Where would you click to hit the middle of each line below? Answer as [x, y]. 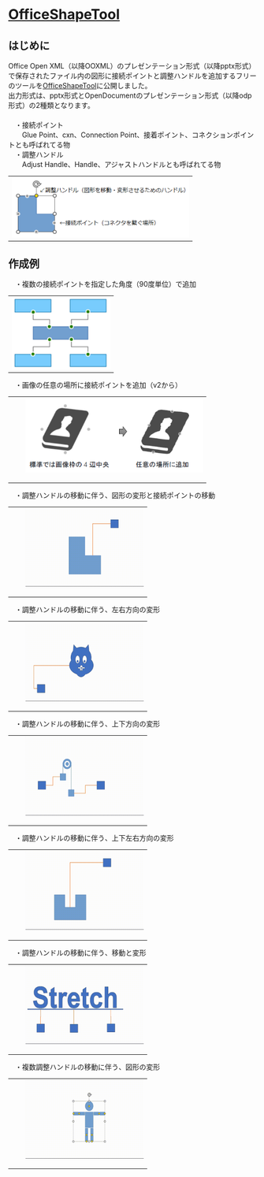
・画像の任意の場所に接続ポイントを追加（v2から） [99, 385]
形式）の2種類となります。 [51, 105]
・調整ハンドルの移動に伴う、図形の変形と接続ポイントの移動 [115, 495]
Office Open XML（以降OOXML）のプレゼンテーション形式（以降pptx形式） [132, 66]
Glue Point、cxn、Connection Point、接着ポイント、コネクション [128, 135]
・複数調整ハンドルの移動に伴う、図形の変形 [87, 1067]
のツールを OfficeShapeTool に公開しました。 [80, 85]
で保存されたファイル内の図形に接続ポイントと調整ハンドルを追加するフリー [132, 76]
